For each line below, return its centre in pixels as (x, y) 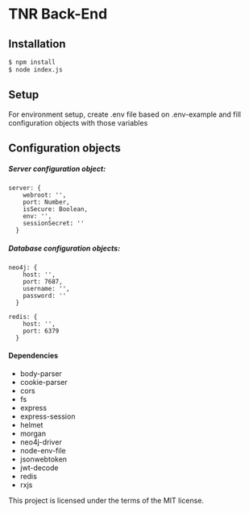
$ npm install (32, 62)
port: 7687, (43, 281)
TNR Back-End (58, 14)
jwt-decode (39, 468)
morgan (33, 434)
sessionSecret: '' (54, 223)
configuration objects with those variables (78, 122)
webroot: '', (45, 195)
